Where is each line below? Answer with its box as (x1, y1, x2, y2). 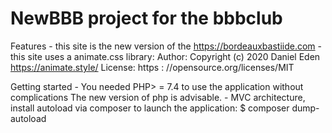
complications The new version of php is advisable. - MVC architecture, (10, 91, 306, 103)
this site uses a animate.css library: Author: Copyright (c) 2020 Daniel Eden (10, 50, 321, 62)
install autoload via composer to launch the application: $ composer (10, 102, 290, 114)
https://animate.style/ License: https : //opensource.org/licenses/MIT (10, 61, 295, 73)
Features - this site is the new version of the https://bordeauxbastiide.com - (10, 40, 322, 52)
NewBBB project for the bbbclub (10, 7, 283, 30)
